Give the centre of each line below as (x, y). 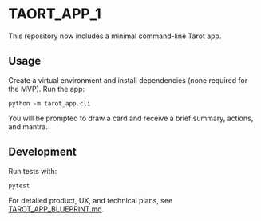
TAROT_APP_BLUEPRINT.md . (56, 209)
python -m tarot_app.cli (49, 103)
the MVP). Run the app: (47, 89)
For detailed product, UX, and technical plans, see (91, 200)
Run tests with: (33, 171)
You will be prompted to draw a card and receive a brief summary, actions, (131, 118)
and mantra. (28, 126)
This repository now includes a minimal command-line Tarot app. (115, 36)
